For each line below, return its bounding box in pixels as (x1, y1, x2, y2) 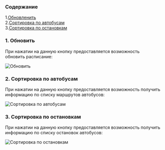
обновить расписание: (5, 53, 53, 59)
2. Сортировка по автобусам (5, 75, 78, 82)
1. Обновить (5, 37, 35, 44)
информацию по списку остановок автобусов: (5, 130, 103, 136)
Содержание (5, 3, 38, 10)
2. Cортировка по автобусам (5, 20, 65, 25)
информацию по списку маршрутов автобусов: (5, 92, 105, 98)
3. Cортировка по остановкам (5, 25, 67, 31)
